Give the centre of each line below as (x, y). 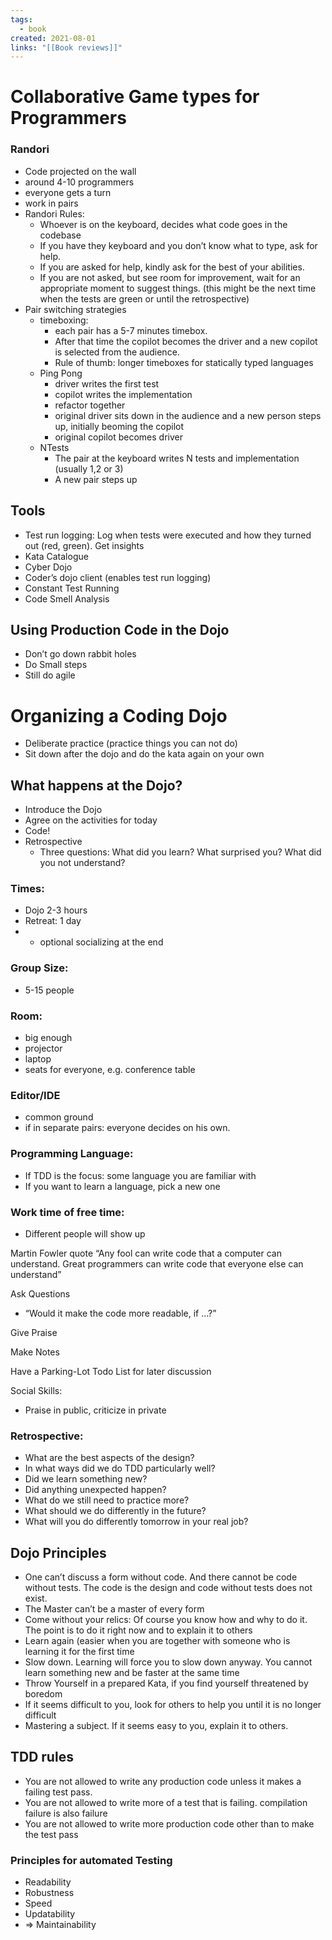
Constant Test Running (72, 588)
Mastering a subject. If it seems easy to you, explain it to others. (156, 1725)
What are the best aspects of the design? (109, 1458)
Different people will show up (85, 1233)
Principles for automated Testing (91, 1860)
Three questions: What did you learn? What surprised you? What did (180, 852)
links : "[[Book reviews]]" (66, 47)
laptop (38, 1059)
